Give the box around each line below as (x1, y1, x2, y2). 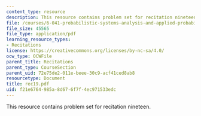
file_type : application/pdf (6, 31, 77, 37)
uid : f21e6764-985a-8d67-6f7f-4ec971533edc (6, 87, 117, 93)
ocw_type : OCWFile (6, 53, 52, 59)
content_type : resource (6, 8, 66, 15)
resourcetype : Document (6, 75, 66, 81)
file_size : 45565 (6, 25, 50, 32)
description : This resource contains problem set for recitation (6, 14, 172, 20)
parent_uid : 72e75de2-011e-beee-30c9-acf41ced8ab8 (6, 70, 135, 76)
